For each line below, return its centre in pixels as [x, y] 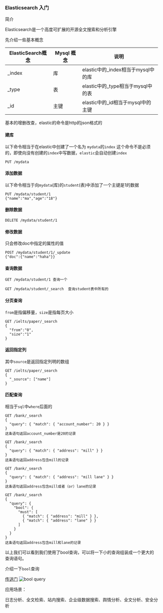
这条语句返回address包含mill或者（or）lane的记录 [51, 486]
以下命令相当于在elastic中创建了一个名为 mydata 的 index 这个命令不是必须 [78, 146]
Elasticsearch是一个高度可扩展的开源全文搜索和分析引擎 [61, 30]
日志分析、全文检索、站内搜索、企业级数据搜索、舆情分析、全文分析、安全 [79, 599]
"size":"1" [20, 334]
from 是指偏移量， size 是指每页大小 [39, 312]
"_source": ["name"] [30, 379]
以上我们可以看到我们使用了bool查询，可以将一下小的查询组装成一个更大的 [80, 552]
